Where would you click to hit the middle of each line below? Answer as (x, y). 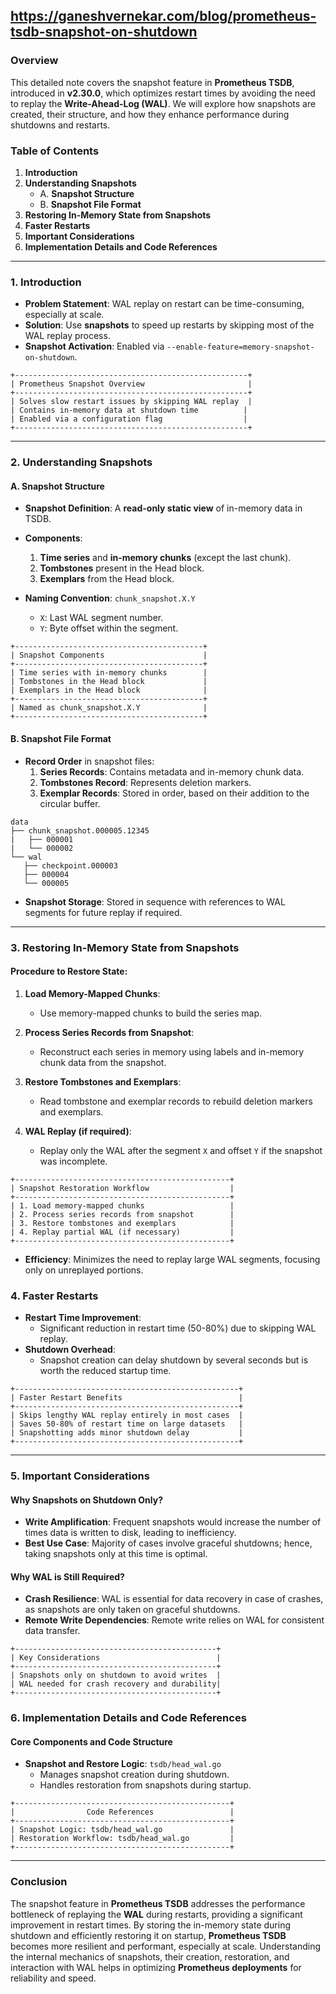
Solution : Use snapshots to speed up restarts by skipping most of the (169, 325)
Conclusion (39, 1882)
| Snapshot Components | (109, 655)
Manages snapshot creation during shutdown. (134, 1775)
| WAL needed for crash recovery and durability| (116, 1684)
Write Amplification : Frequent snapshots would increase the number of (173, 1522)
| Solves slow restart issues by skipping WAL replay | (131, 402)
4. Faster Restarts (54, 1296)
